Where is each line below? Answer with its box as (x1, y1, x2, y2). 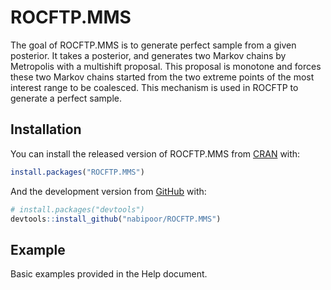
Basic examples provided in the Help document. (10, 268, 208, 280)
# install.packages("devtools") (10, 204, 145, 215)
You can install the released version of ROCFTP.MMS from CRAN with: (10, 147, 301, 160)
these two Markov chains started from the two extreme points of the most (10, 71, 315, 83)
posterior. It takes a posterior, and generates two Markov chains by (10, 49, 287, 61)
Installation (10, 121, 82, 138)
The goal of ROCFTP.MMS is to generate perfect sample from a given (10, 39, 297, 51)
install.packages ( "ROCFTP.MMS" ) (10, 167, 145, 177)
